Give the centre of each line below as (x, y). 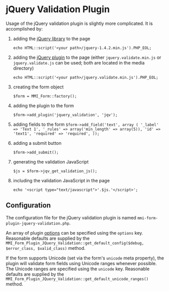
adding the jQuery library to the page (52, 39)
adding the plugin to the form (44, 106)
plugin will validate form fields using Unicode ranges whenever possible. (81, 263)
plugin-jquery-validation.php (38, 223)
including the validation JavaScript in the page (61, 180)
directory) (24, 68)
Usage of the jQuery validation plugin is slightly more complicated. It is (79, 23)
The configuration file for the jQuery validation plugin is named (71, 217)
